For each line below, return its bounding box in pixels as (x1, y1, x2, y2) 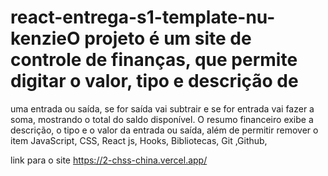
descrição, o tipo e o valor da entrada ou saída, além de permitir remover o (10, 124, 319, 136)
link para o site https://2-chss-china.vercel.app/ (10, 154, 208, 166)
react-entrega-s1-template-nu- (10, 6, 276, 29)
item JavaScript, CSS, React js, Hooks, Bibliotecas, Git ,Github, (10, 134, 268, 146)
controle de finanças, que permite (10, 49, 298, 71)
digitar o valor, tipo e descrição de (10, 70, 299, 93)
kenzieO (10, 27, 81, 50)
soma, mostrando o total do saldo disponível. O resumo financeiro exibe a (10, 113, 314, 125)
